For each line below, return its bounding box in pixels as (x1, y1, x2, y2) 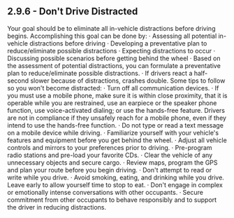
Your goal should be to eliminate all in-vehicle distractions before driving (7, 24, 216, 32)
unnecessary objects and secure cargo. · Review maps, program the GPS (7, 158, 218, 167)
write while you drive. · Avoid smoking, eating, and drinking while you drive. (7, 173, 225, 182)
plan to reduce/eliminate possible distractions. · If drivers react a (7, 69, 193, 77)
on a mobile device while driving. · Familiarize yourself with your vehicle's (7, 128, 219, 137)
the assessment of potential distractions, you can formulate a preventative (7, 61, 221, 69)
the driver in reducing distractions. (7, 203, 107, 211)
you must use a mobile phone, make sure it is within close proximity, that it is (7, 91, 228, 100)
